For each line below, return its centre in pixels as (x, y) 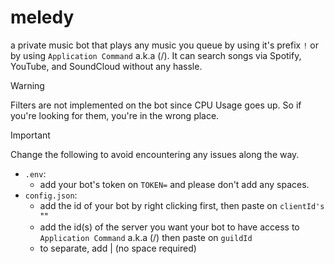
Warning (27, 85)
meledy (42, 17)
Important (30, 135)
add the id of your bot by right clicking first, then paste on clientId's (182, 205)
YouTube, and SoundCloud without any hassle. (106, 66)
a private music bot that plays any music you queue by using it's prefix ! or (164, 45)
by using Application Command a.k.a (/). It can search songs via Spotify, (156, 55)
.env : (35, 173)
